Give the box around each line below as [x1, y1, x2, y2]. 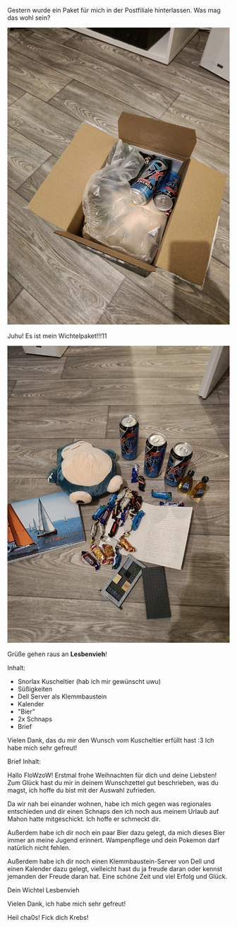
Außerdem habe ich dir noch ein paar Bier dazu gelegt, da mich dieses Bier [7, 829, 226, 836]
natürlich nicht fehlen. [7, 844, 71, 851]
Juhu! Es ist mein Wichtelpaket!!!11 [7, 332, 107, 340]
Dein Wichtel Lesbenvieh [7, 886, 80, 894]
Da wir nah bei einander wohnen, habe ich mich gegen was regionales [7, 800, 212, 808]
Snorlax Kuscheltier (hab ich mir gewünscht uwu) [17, 677, 161, 685]
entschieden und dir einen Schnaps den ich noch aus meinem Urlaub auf [7, 808, 219, 815]
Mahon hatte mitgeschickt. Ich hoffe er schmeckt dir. [7, 815, 161, 823]
